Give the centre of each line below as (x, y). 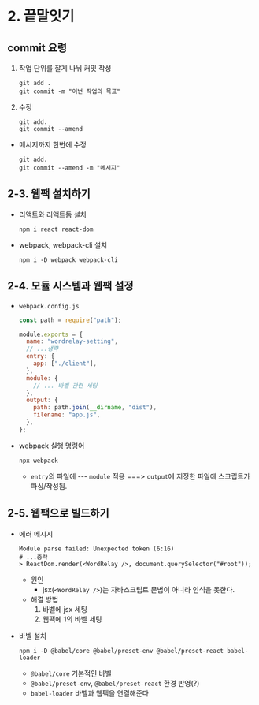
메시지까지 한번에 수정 (53, 144)
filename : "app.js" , (67, 415)
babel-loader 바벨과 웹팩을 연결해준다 (89, 693)
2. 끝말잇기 (41, 16)
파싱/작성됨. (49, 486)
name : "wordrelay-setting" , (72, 341)
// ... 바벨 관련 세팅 (65, 386)
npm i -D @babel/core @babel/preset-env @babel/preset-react (121, 651)
